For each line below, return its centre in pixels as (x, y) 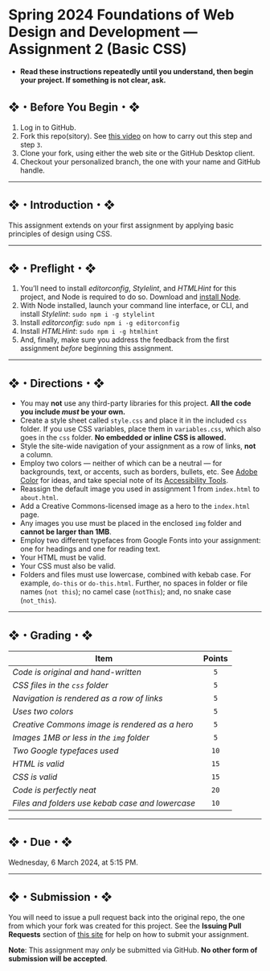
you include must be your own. (73, 412)
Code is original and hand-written (77, 672)
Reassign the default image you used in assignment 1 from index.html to (139, 489)
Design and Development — (103, 32)
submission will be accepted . (58, 958)
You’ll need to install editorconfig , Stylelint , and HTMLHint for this (128, 289)
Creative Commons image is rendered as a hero (103, 725)
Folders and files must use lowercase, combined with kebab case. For (135, 575)
